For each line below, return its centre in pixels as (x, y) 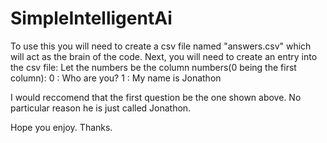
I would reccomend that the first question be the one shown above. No (156, 97)
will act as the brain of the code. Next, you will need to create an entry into (164, 56)
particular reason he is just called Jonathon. (101, 108)
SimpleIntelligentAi (91, 18)
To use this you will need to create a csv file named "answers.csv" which (161, 46)
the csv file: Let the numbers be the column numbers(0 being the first (153, 67)
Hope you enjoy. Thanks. (61, 127)
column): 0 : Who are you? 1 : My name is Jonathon (116, 78)
